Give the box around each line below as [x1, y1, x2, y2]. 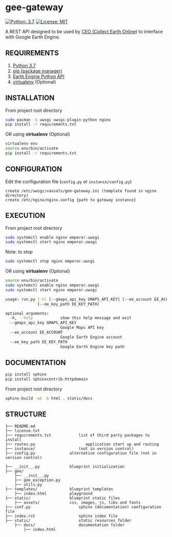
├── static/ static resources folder [5, 518, 132, 523]
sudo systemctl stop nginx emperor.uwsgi [5, 258, 95, 264]
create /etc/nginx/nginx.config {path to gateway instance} [5, 197, 137, 203]
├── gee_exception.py [14, 478, 60, 483]
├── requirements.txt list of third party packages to [5, 432, 150, 437]
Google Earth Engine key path [60, 344, 125, 349]
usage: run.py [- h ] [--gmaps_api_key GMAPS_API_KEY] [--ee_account [5, 296, 153, 302]
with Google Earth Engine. [5, 34, 60, 40]
